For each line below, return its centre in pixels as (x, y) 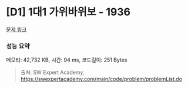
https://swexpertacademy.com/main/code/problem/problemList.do (101, 79)
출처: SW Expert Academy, (52, 72)
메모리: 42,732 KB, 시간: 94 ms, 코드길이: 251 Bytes (67, 60)
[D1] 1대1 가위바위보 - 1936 (68, 12)
